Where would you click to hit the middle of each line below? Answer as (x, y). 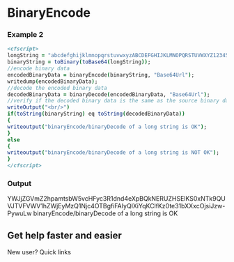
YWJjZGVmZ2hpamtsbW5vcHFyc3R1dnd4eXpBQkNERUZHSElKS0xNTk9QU (117, 199)
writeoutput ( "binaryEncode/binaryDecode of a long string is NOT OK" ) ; (113, 153)
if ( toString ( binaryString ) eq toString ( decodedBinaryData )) (96, 114)
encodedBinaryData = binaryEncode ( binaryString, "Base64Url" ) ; (101, 75)
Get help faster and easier (64, 235)
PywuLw (19, 213)
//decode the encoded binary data (57, 88)
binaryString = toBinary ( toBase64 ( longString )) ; (79, 62)
